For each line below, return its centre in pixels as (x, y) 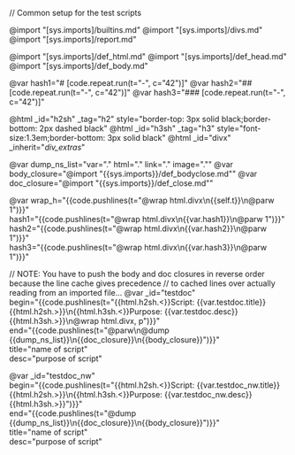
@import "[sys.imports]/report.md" (73, 39)
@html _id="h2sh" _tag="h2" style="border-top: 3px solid (114, 119)
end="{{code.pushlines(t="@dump (73, 413)
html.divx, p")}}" (131, 321)
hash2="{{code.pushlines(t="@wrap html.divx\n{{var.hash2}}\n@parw (138, 228)
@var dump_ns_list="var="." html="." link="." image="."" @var (121, 164)
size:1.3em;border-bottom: (57, 138)
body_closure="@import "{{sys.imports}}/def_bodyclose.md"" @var (133, 174)
